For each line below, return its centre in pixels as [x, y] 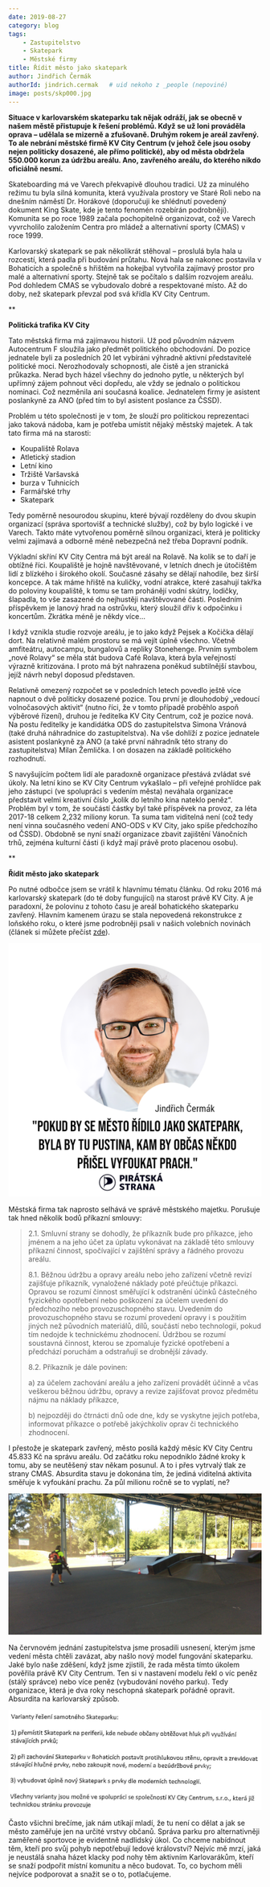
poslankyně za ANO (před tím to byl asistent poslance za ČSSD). [115, 400]
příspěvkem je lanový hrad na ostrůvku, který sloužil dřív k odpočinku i [125, 608]
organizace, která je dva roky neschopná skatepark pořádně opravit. [122, 1690]
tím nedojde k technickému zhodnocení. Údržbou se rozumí [127, 1334]
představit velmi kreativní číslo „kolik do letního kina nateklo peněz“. [121, 799]
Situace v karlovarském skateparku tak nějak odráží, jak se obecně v [125, 117]
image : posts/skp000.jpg [50, 93]
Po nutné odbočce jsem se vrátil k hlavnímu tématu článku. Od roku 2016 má [135, 889]
